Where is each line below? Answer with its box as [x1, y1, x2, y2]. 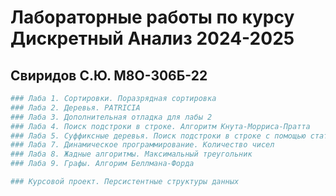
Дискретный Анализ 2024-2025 [10, 27, 295, 50]
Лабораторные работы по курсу [10, 6, 295, 29]
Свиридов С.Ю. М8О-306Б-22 [10, 67, 208, 84]
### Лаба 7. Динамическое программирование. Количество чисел [10, 140, 275, 150]
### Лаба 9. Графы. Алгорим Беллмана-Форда [10, 159, 195, 169]
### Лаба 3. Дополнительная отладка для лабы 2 [10, 112, 213, 122]
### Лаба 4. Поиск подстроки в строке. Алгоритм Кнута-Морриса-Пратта [10, 121, 311, 131]
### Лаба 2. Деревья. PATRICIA [10, 102, 141, 113]
